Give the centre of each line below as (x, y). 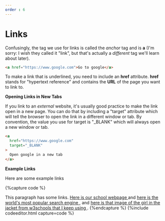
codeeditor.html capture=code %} (40, 213)
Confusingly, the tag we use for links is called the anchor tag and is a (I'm (80, 48)
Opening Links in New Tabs (34, 97)
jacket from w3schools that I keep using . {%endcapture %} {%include (77, 208)
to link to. (15, 87)
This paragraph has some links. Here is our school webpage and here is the (82, 197)
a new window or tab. (27, 127)
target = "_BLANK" (26, 146)
